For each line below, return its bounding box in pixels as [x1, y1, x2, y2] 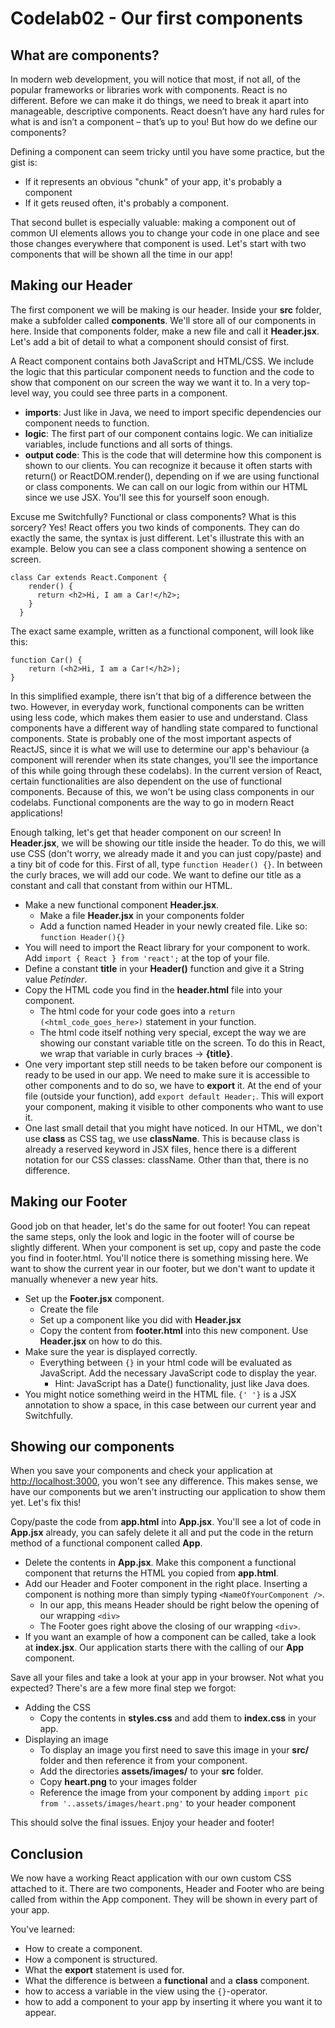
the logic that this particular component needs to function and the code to [10, 365, 315, 377]
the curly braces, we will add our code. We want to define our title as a [10, 868, 302, 881]
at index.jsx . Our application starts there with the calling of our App [24, 1642, 305, 1654]
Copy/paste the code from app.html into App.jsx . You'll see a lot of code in [10, 1516, 322, 1528]
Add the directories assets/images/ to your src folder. [39, 1765, 264, 1777]
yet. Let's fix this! [10, 1497, 82, 1509]
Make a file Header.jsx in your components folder [39, 909, 245, 921]
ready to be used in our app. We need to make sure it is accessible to [24, 1068, 310, 1081]
